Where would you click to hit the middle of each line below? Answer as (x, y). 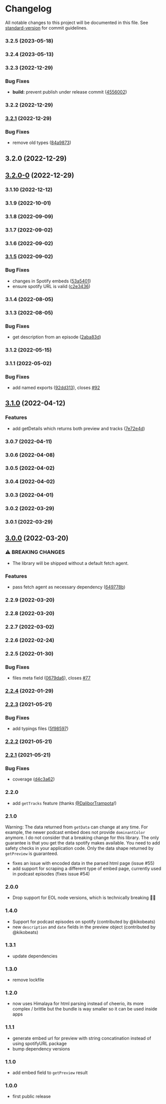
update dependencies (35, 956)
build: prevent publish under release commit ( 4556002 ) (70, 92)
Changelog (28, 9)
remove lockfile (28, 980)
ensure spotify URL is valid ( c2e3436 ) (51, 286)
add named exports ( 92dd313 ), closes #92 (56, 387)
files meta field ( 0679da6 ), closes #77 (51, 678)
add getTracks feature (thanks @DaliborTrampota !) (65, 803)
